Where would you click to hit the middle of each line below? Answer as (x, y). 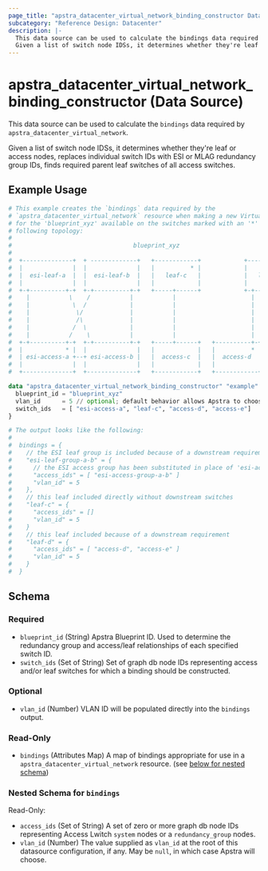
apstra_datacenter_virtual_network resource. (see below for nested (132, 764)
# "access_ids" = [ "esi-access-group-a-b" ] (94, 475)
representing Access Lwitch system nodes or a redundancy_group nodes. (138, 834)
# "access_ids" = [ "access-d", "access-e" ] (94, 549)
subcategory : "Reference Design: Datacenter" (85, 23)
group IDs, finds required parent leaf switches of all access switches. (122, 165)
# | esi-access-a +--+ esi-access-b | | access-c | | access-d (130, 357)
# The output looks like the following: (77, 431)
